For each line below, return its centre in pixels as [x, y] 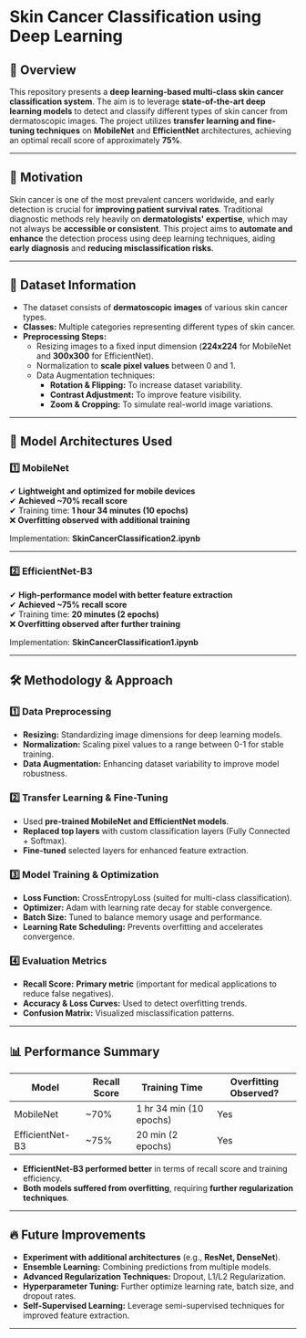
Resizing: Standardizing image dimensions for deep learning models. [153, 735]
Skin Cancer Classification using [136, 17]
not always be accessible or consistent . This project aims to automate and [151, 228]
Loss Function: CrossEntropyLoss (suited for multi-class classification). [157, 897]
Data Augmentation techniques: [96, 375]
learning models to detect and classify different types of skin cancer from [149, 111]
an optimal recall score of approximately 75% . [96, 140]
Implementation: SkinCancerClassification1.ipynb [104, 642]
